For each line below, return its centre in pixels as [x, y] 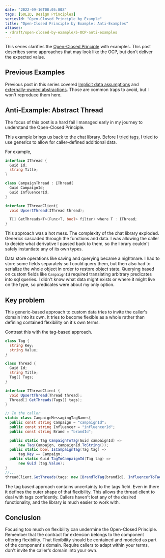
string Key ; [22, 345]
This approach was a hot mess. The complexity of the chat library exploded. [82, 233]
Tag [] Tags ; [22, 377]
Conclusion [23, 517]
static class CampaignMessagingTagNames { [48, 418]
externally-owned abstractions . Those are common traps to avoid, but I [77, 90]
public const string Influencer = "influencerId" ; [62, 427]
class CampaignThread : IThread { [39, 183]
